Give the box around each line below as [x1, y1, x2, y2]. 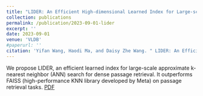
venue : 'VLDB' [6, 37, 42, 43]
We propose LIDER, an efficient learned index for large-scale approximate [6, 64, 190, 71]
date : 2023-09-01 [6, 31, 50, 37]
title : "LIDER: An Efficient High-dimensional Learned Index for [6, 8, 174, 15]
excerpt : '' [6, 25, 36, 32]
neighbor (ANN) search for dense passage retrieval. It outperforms [26, 70, 193, 78]
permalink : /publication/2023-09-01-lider [6, 20, 115, 26]
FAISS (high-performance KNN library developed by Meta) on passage [6, 77, 182, 84]
